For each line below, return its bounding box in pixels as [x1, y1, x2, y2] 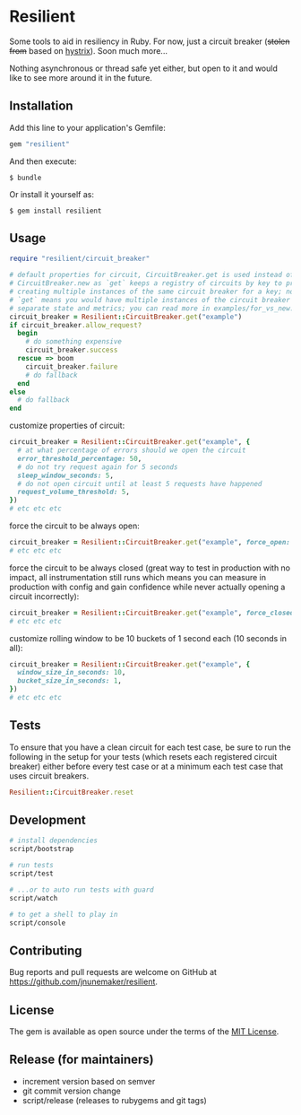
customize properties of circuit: [9, 420, 125, 431]
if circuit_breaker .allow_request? [9, 320, 142, 329]
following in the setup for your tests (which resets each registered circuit [9, 751, 278, 762]
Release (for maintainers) [9, 1052, 154, 1067]
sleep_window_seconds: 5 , [17, 471, 115, 480]
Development [9, 813, 87, 828]
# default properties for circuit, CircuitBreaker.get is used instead [9, 271, 282, 280]
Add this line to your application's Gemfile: [9, 122, 166, 133]
